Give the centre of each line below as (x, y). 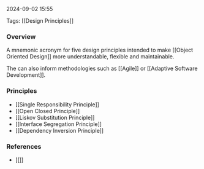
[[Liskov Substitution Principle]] (55, 117)
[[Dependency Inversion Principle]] (59, 130)
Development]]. (26, 75)
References (24, 146)
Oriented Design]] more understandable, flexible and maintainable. (90, 57)
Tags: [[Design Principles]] (40, 21)
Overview (21, 36)
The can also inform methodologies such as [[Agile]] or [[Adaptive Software (102, 69)
